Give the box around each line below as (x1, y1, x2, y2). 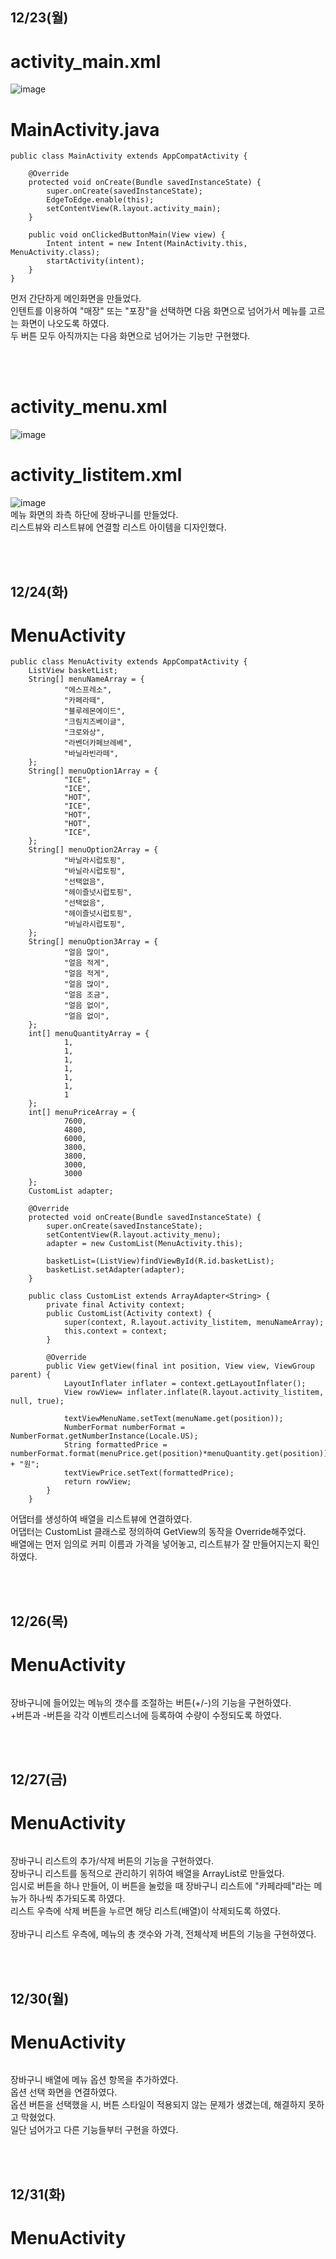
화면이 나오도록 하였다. (20, 318, 110, 330)
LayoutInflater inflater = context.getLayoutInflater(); (63, 1379, 307, 1389)
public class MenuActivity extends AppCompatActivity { (10, 657, 248, 667)
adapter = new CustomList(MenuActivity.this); (46, 1239, 244, 1249)
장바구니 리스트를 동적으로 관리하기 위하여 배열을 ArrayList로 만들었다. (10, 1868, 285, 1880)
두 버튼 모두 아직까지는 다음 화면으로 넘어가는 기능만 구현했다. (10, 330, 251, 342)
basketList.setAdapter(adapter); (46, 1265, 186, 1275)
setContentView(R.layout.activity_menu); (46, 1230, 222, 1240)
